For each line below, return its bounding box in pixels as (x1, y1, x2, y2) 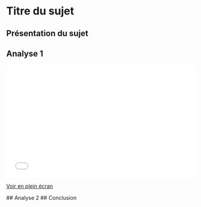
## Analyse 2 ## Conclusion (6, 194, 77, 202)
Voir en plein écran (6, 182, 53, 190)
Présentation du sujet (6, 28, 88, 39)
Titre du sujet (6, 4, 74, 18)
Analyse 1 (6, 48, 43, 58)
